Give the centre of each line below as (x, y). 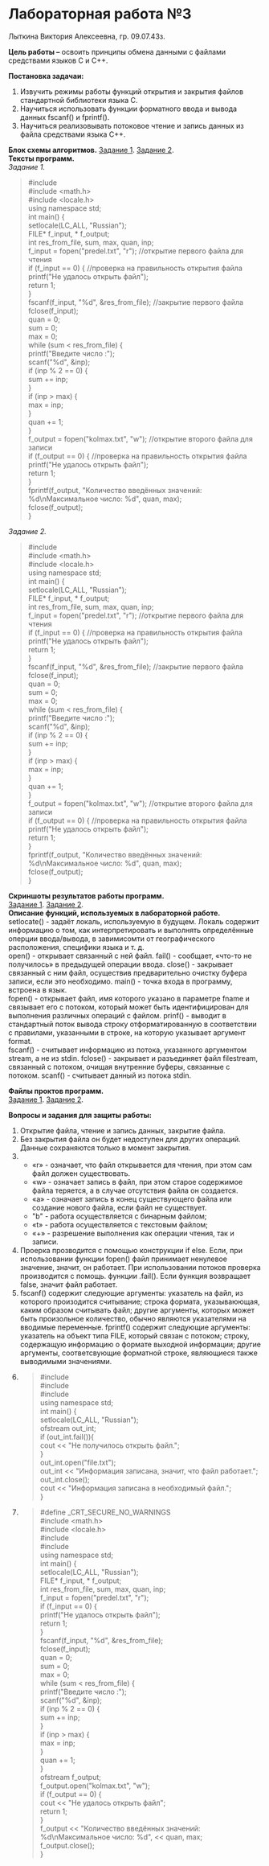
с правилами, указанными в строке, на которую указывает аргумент (127, 1032)
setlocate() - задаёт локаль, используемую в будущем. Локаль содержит (134, 921)
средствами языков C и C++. (58, 60)
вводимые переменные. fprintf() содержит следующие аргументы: (135, 1327)
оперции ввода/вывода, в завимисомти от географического (112, 939)
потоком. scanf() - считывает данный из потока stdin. (100, 1075)
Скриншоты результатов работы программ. (86, 896)
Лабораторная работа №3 (100, 14)
